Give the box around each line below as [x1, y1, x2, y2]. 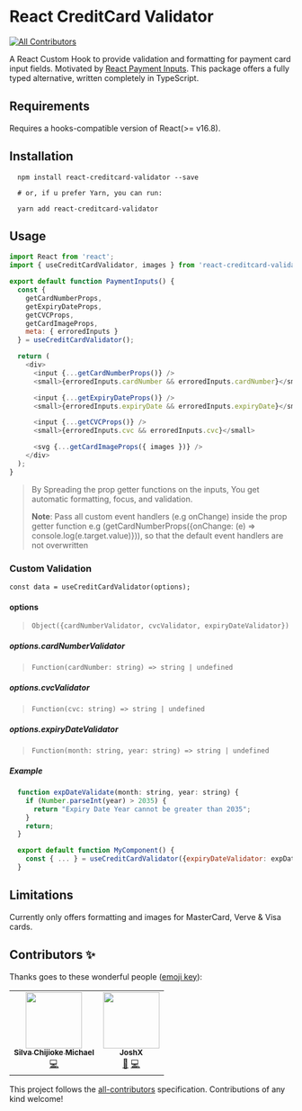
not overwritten [31, 539, 88, 550]
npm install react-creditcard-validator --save [17, 173, 200, 182]
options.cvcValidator [9, 682, 90, 692]
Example [9, 765, 43, 776]
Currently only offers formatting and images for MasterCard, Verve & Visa [9, 911, 281, 922]
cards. [9, 921, 33, 932]
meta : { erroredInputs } [25, 327, 119, 337]
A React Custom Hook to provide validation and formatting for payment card [9, 53, 291, 64]
